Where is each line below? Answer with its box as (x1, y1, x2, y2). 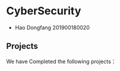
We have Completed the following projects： (6, 58, 117, 65)
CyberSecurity (6, 4, 82, 18)
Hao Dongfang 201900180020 (14, 24, 90, 31)
